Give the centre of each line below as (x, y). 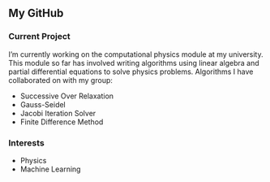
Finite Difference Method (62, 122)
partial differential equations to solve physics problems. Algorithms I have (131, 71)
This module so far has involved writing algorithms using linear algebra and (134, 63)
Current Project (39, 37)
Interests (26, 143)
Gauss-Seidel (43, 104)
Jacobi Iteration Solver (58, 113)
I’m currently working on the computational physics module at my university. (136, 54)
